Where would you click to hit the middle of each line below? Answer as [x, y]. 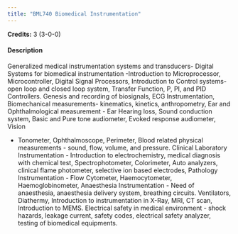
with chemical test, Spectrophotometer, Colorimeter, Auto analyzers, [118, 162]
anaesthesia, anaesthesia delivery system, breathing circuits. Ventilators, [124, 193]
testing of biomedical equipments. [67, 223]
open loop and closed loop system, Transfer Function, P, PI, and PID [107, 89]
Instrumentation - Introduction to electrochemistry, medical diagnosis [119, 155]
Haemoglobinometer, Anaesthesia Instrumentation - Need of [106, 185]
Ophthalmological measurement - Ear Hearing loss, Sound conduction [110, 111]
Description [25, 50]
